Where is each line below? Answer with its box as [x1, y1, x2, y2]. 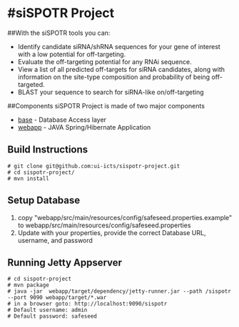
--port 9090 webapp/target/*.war [7, 294, 107, 301]
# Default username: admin [7, 306, 88, 314]
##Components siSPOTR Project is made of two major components [7, 101, 205, 110]
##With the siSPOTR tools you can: [7, 28, 111, 37]
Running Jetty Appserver [7, 256, 123, 269]
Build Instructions [7, 144, 88, 156]
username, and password [17, 236, 93, 244]
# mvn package [7, 281, 50, 289]
